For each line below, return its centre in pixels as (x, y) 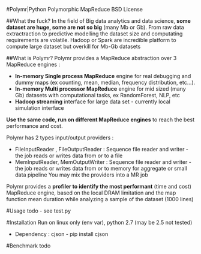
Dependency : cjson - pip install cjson (61, 234)
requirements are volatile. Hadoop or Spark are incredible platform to (91, 40)
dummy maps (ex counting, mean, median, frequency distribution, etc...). (105, 82)
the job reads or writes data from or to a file (69, 156)
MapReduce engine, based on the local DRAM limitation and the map (91, 193)
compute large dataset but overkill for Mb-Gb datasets (73, 46)
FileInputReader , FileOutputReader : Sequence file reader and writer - (102, 149)
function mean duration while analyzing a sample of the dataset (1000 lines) (100, 199)
